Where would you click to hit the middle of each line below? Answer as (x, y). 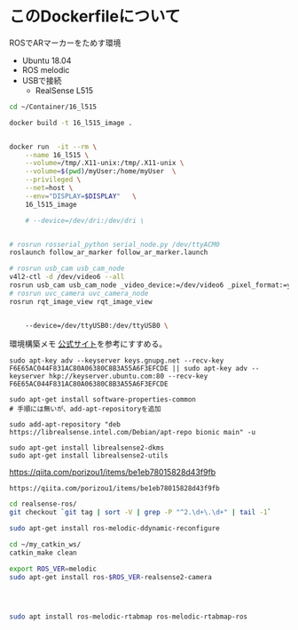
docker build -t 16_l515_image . (71, 123)
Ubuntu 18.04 (47, 60)
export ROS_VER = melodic (53, 569)
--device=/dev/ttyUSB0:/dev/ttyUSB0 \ (97, 325)
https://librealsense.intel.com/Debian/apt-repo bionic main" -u (132, 432)
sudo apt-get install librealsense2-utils (89, 455)
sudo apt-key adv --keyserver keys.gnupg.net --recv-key (117, 360)
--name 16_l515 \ (57, 155)
